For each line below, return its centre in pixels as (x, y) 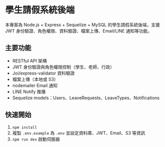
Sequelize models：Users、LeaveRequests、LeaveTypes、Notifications (86, 98)
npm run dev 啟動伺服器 (36, 139)
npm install (25, 127)
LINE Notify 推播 (29, 91)
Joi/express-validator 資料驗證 (44, 73)
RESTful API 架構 (29, 61)
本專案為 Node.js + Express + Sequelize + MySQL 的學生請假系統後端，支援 (82, 25)
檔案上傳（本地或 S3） (35, 79)
